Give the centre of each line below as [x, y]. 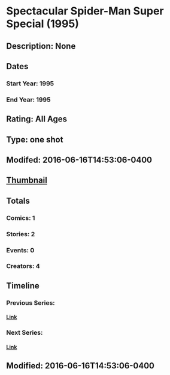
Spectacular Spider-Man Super [85, 11]
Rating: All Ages [37, 119]
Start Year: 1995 [30, 84]
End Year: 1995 [28, 99]
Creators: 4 [23, 266]
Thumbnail [27, 181]
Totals [18, 200]
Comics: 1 [21, 218]
